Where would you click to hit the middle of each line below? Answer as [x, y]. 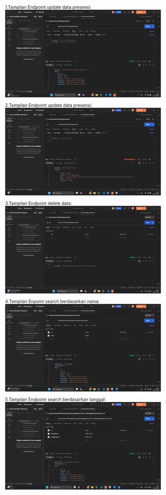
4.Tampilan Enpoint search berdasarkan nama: [52, 301]
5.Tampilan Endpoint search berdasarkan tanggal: [56, 399]
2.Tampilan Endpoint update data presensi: [49, 105]
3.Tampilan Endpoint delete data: [39, 203]
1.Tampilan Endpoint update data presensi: [48, 7]
